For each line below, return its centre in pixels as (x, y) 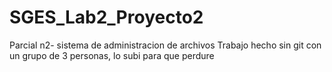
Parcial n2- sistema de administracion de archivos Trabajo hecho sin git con (165, 45)
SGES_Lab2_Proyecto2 (106, 17)
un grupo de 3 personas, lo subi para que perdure (112, 55)
